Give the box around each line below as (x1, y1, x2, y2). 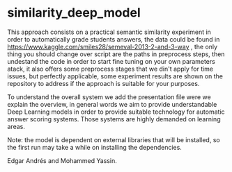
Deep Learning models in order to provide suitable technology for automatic (7, 108, 225, 116)
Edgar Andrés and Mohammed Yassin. (7, 156, 117, 164)
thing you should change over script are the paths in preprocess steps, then (7, 50, 225, 58)
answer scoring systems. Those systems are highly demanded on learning (7, 114, 221, 123)
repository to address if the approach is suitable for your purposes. (7, 79, 200, 87)
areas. (7, 122, 26, 130)
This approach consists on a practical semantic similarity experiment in (7, 28, 211, 36)
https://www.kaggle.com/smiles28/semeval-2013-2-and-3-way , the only (7, 42, 218, 51)
